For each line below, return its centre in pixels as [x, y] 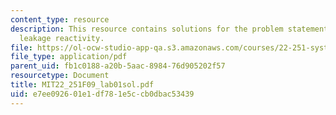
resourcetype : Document [60, 76]
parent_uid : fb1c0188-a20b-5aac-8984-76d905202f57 [118, 66]
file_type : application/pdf [69, 57]
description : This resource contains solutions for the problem [147, 29]
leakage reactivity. [62, 38]
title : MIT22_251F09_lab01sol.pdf [82, 85]
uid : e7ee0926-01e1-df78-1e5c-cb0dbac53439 [102, 94]
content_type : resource [60, 19]
